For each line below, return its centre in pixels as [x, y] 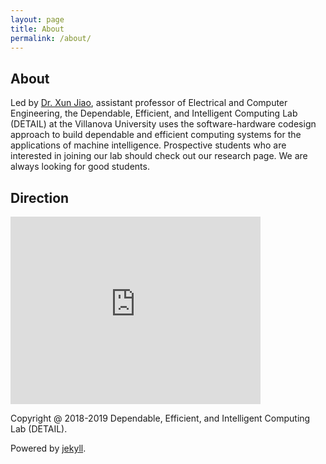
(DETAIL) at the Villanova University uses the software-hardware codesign [163, 124]
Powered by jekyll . [48, 448]
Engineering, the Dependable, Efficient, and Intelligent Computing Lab [154, 113]
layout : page [37, 19]
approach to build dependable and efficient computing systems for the [156, 135]
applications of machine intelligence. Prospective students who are [148, 145]
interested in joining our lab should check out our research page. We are [159, 156]
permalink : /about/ [51, 38]
